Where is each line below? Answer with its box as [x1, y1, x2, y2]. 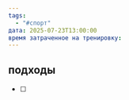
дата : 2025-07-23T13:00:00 [8, 26, 97, 34]
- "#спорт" [15, 19, 51, 27]
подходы [8, 63, 56, 76]
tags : [8, 11, 26, 20]
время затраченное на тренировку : [8, 33, 123, 42]
